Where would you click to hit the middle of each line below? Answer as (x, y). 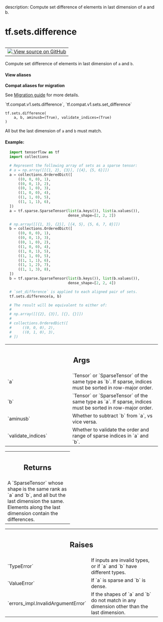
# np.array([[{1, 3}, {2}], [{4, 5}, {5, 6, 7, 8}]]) (65, 224)
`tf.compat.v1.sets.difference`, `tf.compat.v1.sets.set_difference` (68, 105)
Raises (81, 545)
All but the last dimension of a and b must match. (54, 131)
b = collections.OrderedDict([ (41, 229)
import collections (29, 157)
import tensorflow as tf (34, 152)
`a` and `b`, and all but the (37, 495)
